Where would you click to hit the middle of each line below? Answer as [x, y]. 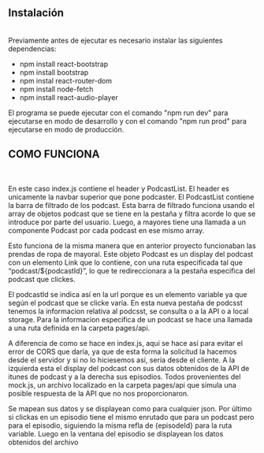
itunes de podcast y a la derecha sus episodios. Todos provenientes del [125, 377]
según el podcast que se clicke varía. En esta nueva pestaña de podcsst [125, 303]
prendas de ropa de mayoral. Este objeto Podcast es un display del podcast [131, 254]
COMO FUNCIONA [54, 154]
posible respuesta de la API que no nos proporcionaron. [99, 393]
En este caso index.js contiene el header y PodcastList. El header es [119, 188]
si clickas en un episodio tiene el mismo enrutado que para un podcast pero [131, 417]
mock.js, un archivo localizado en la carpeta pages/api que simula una [122, 384]
